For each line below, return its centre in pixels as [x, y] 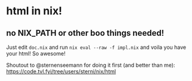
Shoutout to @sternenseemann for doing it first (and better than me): [91, 65]
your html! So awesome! [36, 54]
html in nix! [34, 11]
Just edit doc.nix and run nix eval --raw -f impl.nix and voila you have [96, 47]
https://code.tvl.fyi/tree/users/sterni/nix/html [61, 71]
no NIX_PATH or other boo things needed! [85, 33]
